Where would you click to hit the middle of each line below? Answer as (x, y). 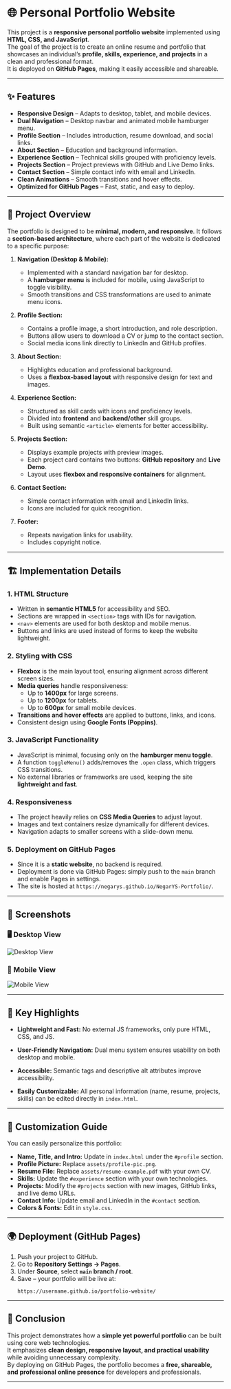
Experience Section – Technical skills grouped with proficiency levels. (117, 157)
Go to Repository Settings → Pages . (69, 1264)
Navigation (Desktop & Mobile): (63, 259)
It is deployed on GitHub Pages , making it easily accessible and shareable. (113, 68)
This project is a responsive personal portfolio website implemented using (114, 32)
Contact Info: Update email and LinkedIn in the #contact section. (109, 1200)
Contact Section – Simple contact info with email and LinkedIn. (106, 172)
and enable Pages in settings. (59, 879)
